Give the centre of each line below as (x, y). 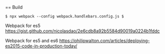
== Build (14, 7)
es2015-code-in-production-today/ (41, 46)
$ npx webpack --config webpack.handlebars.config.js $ (64, 16)
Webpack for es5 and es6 (32, 40)
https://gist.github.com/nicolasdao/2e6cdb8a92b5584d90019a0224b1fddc (82, 31)
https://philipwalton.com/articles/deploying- (104, 40)
